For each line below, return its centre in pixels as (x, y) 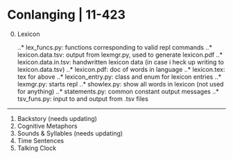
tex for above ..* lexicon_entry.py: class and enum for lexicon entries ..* (119, 77)
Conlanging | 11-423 (67, 15)
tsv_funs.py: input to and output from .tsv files (83, 99)
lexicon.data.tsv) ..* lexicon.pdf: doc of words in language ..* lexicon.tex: (121, 69)
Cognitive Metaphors (47, 126)
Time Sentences (41, 140)
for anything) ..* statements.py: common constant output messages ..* (118, 91)
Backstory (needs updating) (57, 118)
